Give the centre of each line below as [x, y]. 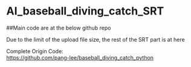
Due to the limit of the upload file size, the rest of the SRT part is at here [96, 39]
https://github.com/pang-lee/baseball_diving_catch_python [80, 57]
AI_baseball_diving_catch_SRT [85, 11]
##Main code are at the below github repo [59, 28]
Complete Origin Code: [35, 51]
